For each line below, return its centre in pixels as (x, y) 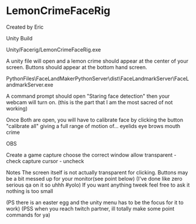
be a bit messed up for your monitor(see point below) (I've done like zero (94, 178)
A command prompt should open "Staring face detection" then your (88, 96)
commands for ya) (28, 215)
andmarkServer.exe (30, 85)
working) (17, 108)
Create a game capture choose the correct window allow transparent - (92, 155)
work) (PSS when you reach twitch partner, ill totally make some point (90, 208)
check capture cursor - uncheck (45, 161)
